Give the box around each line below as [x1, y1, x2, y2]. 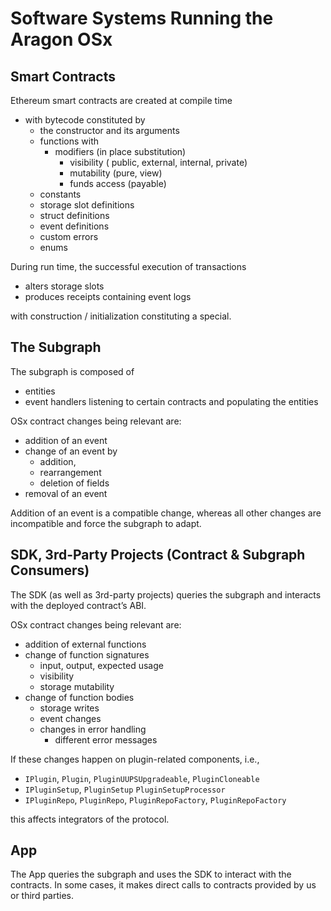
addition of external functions [24, 638, 147, 650]
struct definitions [39, 210, 110, 221]
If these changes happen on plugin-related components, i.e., [10, 753, 260, 765]
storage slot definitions [39, 199, 135, 211]
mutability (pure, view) [69, 167, 163, 179]
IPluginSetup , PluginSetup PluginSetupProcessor [24, 783, 226, 795]
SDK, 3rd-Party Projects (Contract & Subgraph [10, 547, 306, 564]
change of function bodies [24, 691, 135, 703]
